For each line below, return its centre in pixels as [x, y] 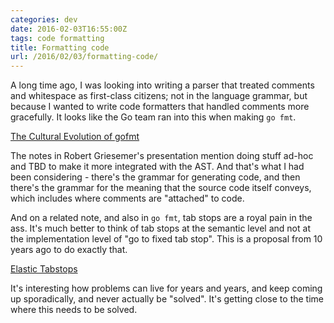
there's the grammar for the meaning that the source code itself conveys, [161, 188]
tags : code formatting [57, 38]
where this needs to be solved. [74, 310]
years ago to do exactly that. [69, 250]
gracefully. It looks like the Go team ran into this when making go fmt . [153, 117]
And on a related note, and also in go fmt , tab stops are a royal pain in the [161, 218]
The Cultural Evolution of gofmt [75, 137]
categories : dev [44, 19]
